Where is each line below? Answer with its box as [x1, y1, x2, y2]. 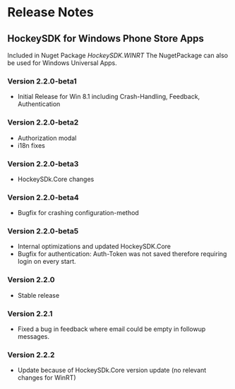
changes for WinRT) [17, 373, 76, 382]
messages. [17, 332, 50, 341]
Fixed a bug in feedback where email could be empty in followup [17, 325, 206, 333]
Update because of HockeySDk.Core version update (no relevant [17, 366, 207, 375]
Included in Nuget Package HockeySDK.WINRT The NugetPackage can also [7, 51, 228, 59]
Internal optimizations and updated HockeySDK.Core [17, 242, 171, 251]
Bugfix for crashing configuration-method [17, 209, 139, 217]
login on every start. [17, 257, 76, 266]
